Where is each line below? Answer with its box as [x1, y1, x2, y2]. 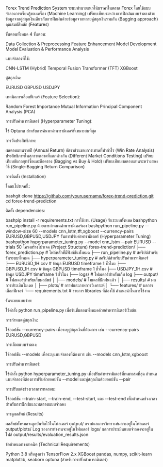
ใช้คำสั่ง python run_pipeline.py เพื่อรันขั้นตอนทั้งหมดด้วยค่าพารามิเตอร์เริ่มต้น [5, 307, 137, 313]
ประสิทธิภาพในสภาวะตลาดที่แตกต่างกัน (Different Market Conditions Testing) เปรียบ [5, 153, 154, 159]
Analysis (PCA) [5, 109, 35, 114]
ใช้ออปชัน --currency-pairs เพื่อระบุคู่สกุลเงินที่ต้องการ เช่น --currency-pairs [5, 327, 139, 332]
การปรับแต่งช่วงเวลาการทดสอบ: [5, 386, 56, 392]
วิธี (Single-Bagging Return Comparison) [5, 164, 85, 169]
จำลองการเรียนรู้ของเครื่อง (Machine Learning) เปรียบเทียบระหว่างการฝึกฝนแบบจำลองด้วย [5, 11, 156, 16]
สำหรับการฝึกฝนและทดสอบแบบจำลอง [5, 401, 66, 407]
